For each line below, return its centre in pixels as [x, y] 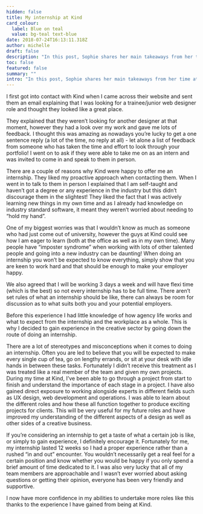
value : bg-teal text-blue [44, 34]
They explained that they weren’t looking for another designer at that [92, 121]
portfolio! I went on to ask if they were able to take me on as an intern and [98, 153]
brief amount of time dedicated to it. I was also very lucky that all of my [95, 467]
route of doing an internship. [42, 335]
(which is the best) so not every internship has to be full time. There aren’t [98, 291]
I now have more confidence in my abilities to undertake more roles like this [100, 498]
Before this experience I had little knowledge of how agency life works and [99, 315]
